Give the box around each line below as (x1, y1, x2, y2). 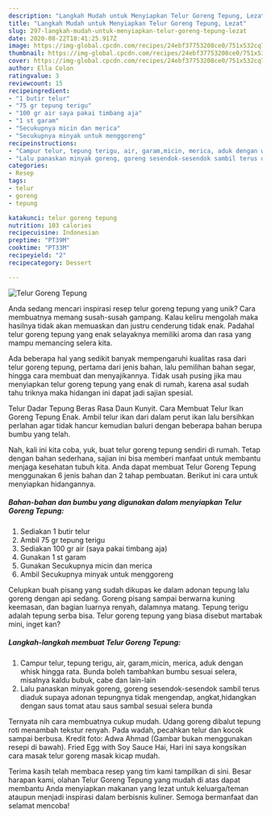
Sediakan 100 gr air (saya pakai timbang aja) (19, 544, 168, 553)
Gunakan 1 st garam (19, 552, 86, 561)
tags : (8, 177, 27, 185)
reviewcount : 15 (8, 79, 63, 87)
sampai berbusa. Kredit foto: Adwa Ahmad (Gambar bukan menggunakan (8, 733, 252, 743)
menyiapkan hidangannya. (8, 479, 96, 489)
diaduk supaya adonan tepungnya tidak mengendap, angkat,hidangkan (19, 692, 256, 702)
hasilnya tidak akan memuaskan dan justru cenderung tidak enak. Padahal (8, 320, 255, 331)
